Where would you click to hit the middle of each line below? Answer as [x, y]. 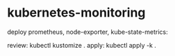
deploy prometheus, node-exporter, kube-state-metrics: [87, 32]
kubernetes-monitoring [76, 13]
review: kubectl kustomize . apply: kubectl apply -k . [82, 45]
